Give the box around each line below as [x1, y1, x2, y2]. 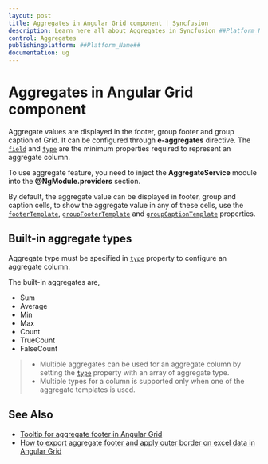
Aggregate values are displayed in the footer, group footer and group [8, 126, 235, 136]
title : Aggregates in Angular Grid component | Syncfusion [8, 19, 209, 27]
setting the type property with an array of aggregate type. [39, 367, 230, 377]
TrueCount [19, 335, 56, 345]
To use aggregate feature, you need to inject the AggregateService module [8, 167, 258, 177]
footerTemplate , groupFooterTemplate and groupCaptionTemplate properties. [8, 209, 256, 218]
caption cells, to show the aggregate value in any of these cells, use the [8, 200, 244, 210]
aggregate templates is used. [39, 385, 136, 394]
